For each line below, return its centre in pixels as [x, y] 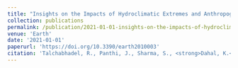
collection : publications [45, 21]
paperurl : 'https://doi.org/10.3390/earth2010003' [84, 47]
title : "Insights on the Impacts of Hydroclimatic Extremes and [104, 14]
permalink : [23, 27]
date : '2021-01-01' [36, 40]
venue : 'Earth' [30, 34]
